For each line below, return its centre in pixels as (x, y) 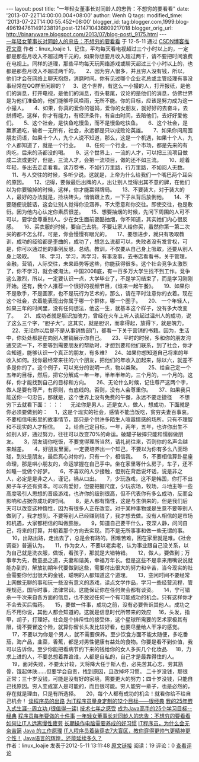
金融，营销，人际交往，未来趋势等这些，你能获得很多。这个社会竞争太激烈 (97, 264)
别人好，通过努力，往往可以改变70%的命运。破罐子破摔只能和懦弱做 (95, 434)
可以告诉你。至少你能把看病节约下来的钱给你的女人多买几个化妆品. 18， (96, 649)
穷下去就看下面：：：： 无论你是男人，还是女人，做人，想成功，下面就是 (98, 404)
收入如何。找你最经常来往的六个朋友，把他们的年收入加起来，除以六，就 (94, 360)
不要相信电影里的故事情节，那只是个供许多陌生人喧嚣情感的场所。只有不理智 (99, 419)
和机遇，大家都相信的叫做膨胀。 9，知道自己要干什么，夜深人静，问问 (94, 523)
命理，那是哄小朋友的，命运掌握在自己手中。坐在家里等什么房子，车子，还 (97, 464)
